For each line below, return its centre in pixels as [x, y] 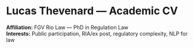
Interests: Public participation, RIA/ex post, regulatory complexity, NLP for [97, 33]
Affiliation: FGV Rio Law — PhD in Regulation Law [67, 27]
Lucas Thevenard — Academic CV [92, 11]
